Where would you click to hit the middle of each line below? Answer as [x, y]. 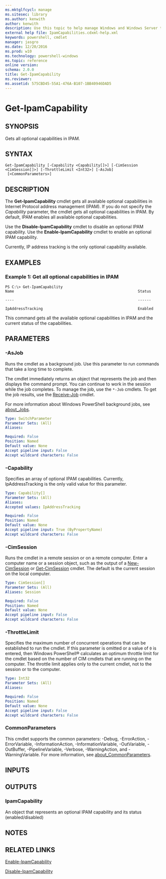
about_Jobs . [18, 409]
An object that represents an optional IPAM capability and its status [73, 812]
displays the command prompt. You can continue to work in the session [78, 384]
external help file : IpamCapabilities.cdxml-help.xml [62, 33]
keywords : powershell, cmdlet [36, 38]
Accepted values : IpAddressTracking [43, 507]
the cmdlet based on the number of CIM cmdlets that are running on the [78, 659]
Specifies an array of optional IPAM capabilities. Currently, [64, 478]
